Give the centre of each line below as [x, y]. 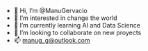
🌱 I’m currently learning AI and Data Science [77, 25]
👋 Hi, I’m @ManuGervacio [51, 11]
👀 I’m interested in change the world [65, 18]
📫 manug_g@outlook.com [52, 40]
